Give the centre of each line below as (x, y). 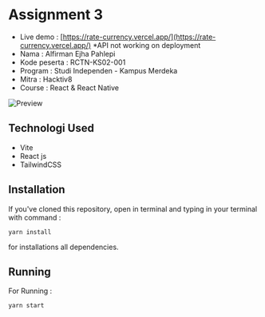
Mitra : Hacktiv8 (46, 79)
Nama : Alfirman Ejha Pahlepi (67, 53)
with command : (35, 217)
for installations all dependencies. (63, 247)
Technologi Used (51, 128)
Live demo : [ (42, 37)
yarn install (30, 232)
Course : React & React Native (69, 87)
